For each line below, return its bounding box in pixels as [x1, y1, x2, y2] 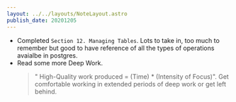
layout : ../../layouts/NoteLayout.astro [6, 10, 128, 18]
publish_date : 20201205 [6, 17, 77, 24]
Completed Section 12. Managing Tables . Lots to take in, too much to [16, 36, 220, 44]
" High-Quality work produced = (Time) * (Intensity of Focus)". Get [34, 72, 230, 81]
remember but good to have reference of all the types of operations [16, 44, 215, 52]
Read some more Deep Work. [16, 58, 103, 67]
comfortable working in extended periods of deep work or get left [34, 79, 227, 88]
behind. [34, 87, 57, 96]
